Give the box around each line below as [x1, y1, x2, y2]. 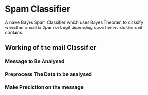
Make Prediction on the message [5, 84, 84, 91]
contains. [5, 29, 24, 35]
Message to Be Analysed [5, 58, 65, 65]
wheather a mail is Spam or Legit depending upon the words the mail [5, 24, 142, 30]
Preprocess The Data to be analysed [5, 71, 92, 78]
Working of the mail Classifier [5, 43, 97, 52]
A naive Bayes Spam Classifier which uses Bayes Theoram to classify [5, 19, 144, 25]
